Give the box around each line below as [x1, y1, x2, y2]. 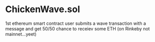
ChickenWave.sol [5, 4, 80, 15]
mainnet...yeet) [5, 31, 37, 37]
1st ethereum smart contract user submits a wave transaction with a [5, 20, 146, 26]
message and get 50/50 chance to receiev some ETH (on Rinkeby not [5, 25, 150, 31]
